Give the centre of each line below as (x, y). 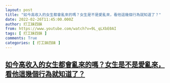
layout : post (19, 10)
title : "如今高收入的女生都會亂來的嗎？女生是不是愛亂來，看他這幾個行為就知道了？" (83, 15)
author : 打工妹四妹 (24, 24)
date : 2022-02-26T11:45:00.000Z (39, 19)
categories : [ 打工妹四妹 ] (33, 43)
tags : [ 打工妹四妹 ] (26, 33)
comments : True (21, 38)
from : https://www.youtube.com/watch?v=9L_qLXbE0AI (61, 29)
